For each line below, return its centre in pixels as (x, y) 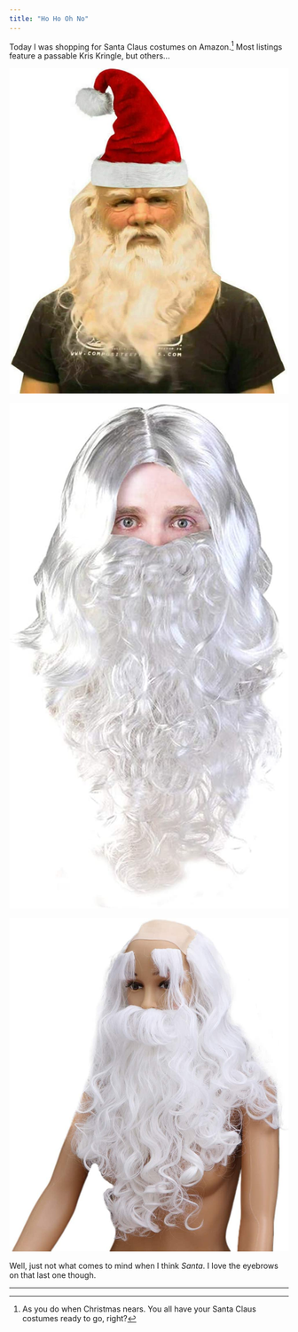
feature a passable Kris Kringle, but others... (90, 56)
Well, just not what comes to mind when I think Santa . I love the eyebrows (144, 1265)
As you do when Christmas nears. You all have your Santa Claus (139, 1309)
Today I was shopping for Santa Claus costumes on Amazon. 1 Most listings (146, 46)
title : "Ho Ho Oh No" (49, 19)
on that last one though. (53, 1275)
